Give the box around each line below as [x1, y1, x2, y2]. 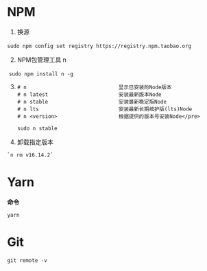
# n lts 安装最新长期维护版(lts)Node [16, 106, 193, 113]
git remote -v [7, 257, 48, 264]
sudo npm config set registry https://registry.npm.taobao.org [7, 43, 192, 49]
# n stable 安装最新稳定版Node [16, 98, 167, 105]
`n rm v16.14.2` [7, 152, 53, 158]
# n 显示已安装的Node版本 [16, 84, 172, 91]
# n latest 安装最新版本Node [16, 91, 162, 98]
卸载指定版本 [16, 138, 53, 146]
